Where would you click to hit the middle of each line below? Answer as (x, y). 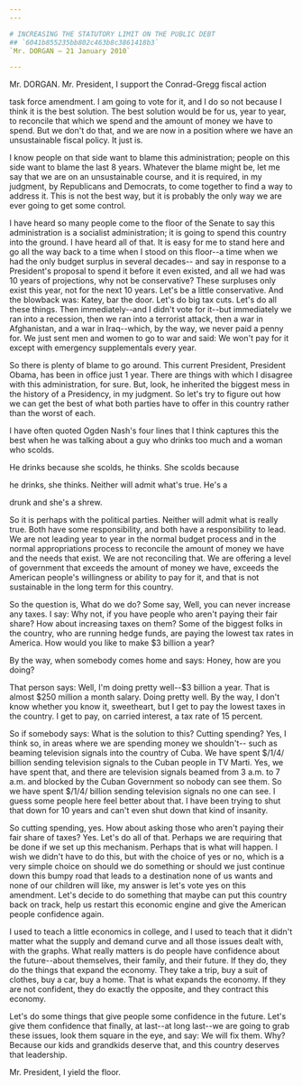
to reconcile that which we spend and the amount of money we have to (141, 121)
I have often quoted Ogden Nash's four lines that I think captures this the (144, 431)
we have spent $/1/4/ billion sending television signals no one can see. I (142, 792)
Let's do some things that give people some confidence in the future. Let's (148, 1016)
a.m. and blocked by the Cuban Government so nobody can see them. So (146, 782)
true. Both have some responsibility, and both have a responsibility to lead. (148, 530)
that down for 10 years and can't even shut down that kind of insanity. (139, 811)
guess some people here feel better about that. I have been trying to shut (145, 801)
